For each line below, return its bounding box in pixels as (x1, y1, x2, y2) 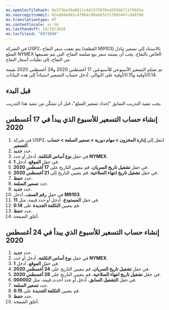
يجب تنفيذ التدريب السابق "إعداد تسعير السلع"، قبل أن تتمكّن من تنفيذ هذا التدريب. (6, 100, 162, 106)
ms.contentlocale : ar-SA (6, 22, 59, 27)
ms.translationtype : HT (6, 17, 57, 22)
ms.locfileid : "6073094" (6, 31, 59, 36)
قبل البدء (6, 87, 31, 95)
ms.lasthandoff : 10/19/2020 (6, 27, 66, 32)
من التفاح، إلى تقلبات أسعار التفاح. (6, 56, 71, 62)
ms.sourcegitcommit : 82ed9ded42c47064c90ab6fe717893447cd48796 (6, 12, 144, 17)
